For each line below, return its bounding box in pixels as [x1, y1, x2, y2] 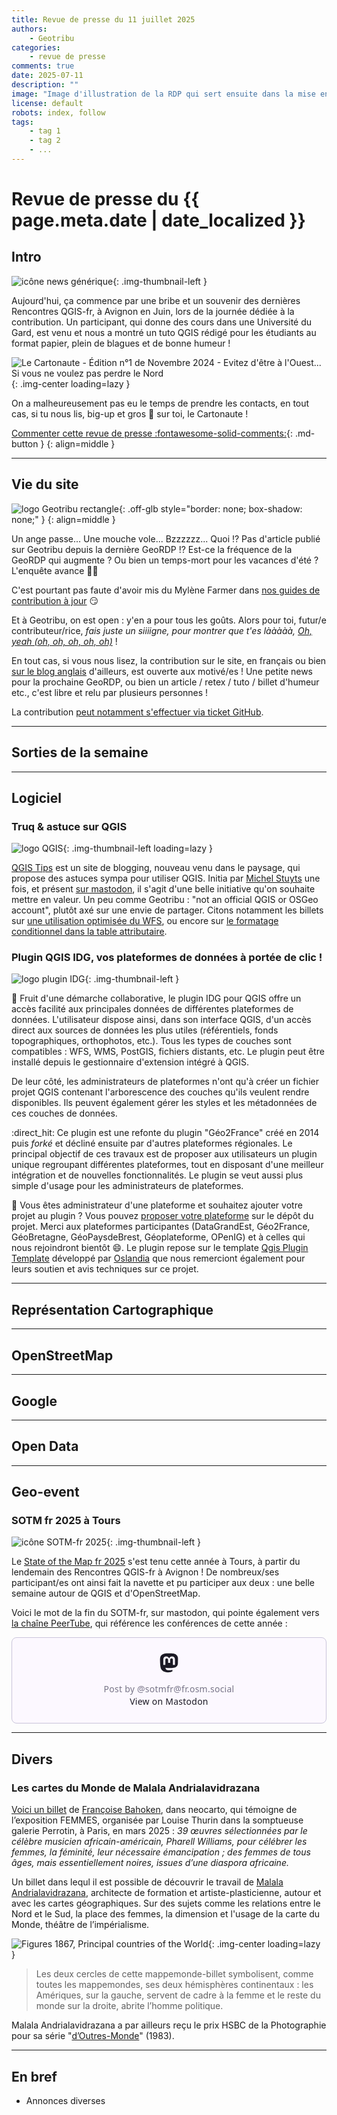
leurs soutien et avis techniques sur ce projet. [11, 1263, 199, 1275]
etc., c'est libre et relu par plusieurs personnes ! [11, 686, 209, 698]
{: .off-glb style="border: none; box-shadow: [119, 502, 303, 515]
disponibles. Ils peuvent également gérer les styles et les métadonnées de [11, 1097, 318, 1109]
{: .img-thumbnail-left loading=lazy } [62, 842, 213, 855]
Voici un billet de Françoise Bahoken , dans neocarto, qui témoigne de [11, 1804, 298, 1816]
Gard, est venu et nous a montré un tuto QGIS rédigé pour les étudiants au [11, 326, 317, 338]
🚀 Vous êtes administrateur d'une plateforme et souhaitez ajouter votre [11, 1199, 303, 1211]
